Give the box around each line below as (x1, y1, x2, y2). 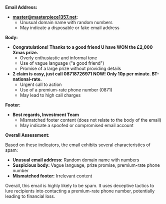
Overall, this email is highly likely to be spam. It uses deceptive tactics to (5, 183, 154, 188)
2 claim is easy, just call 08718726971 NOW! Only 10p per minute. (12, 71, 151, 77)
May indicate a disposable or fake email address (19, 25, 120, 31)
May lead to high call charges (19, 92, 81, 98)
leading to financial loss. (5, 193, 55, 199)
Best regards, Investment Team (12, 112, 79, 118)
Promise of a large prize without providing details (19, 65, 121, 71)
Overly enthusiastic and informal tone (19, 55, 97, 61)
